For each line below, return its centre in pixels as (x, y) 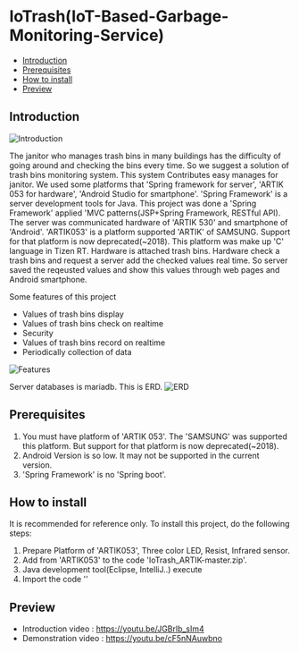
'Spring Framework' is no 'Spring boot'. (94, 474)
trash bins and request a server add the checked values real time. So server (149, 260)
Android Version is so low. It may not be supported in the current (141, 455)
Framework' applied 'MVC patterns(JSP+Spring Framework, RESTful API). (145, 213)
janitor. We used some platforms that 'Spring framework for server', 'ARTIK (146, 184)
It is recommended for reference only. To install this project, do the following (149, 524)
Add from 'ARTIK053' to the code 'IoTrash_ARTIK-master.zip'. (134, 560)
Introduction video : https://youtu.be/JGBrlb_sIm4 (113, 629)
